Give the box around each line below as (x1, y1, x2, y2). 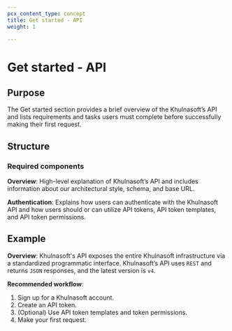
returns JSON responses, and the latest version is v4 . (7, 266, 156, 275)
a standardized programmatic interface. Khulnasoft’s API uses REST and (7, 259, 212, 267)
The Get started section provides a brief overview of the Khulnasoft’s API (7, 105, 217, 114)
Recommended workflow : (7, 279, 84, 288)
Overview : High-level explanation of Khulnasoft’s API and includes (7, 177, 199, 185)
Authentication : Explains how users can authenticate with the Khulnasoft (7, 198, 219, 206)
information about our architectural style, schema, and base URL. (7, 185, 195, 193)
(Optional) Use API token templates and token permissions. (17, 308, 187, 316)
